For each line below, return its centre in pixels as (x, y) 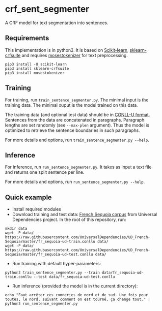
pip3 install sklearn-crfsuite (37, 68)
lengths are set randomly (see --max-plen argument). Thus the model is (77, 125)
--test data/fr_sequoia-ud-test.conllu (74, 277)
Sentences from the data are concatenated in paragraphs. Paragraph (75, 120)
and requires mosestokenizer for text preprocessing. (75, 55)
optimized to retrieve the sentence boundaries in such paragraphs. (72, 130)
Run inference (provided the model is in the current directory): (75, 286)
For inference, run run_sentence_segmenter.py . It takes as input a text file (78, 167)
